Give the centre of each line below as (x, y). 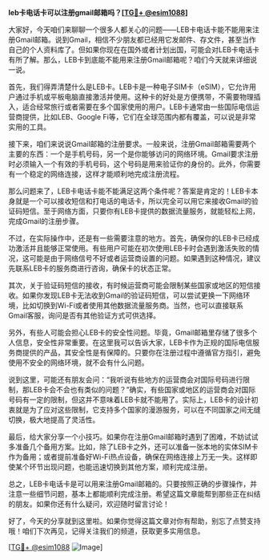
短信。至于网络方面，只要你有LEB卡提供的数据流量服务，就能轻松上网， (141, 211)
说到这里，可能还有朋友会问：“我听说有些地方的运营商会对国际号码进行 (126, 379)
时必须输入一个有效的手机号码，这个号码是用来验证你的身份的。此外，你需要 (134, 164)
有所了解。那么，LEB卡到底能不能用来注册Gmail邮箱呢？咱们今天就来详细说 (133, 60)
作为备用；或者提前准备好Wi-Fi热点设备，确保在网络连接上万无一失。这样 (129, 457)
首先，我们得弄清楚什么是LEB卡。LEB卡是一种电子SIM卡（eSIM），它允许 (129, 87)
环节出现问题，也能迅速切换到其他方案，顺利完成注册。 (120, 467)
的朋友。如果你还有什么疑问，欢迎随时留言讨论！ (89, 504)
